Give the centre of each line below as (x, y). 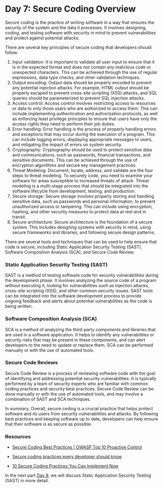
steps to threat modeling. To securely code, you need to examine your (82, 175)
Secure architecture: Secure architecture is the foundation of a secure (82, 222)
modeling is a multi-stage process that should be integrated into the (80, 186)
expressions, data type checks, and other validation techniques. (76, 77)
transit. (19, 217)
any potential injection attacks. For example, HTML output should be (81, 87)
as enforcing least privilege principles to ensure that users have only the (84, 119)
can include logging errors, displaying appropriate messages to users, (82, 139)
